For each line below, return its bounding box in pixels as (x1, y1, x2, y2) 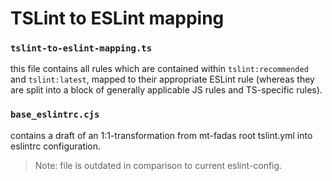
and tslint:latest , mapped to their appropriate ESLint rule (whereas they (10, 73, 315, 86)
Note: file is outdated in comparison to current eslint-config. (34, 159, 283, 171)
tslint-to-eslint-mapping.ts (10, 43, 153, 54)
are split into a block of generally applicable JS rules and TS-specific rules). (10, 84, 323, 96)
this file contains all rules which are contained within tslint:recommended (10, 63, 309, 75)
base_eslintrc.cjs (10, 109, 100, 121)
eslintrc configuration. (10, 140, 102, 152)
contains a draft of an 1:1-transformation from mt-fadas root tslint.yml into (10, 129, 313, 141)
